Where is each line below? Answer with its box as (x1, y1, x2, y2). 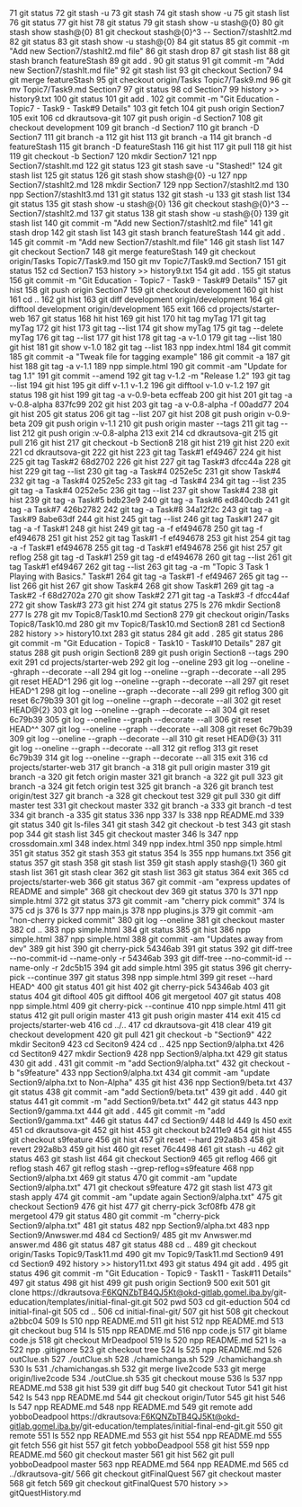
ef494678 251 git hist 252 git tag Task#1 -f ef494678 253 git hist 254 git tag (9, 533, 290, 543)
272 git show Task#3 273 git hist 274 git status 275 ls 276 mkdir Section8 (9, 599, 281, 610)
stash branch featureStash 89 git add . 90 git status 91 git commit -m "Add (9, 56, 285, 66)
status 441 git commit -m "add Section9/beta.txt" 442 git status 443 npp (9, 1096, 279, 1106)
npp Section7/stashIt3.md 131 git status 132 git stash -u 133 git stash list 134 (9, 189, 291, 199)
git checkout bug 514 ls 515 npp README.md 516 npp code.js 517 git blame (9, 1325, 288, 1335)
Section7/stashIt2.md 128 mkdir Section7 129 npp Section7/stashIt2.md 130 (9, 180, 289, 190)
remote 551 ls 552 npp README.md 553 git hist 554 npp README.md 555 (9, 1431, 283, 1441)
